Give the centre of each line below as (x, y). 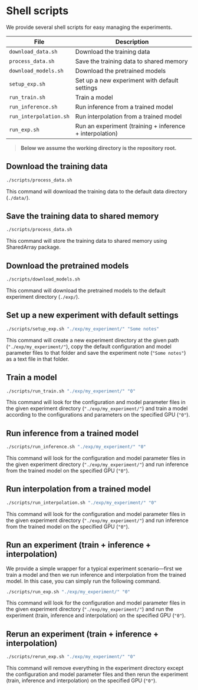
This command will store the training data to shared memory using (87, 241)
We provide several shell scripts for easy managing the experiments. (89, 27)
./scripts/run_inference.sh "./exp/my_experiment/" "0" (76, 447)
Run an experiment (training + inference (130, 126)
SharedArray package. (33, 247)
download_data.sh (33, 52)
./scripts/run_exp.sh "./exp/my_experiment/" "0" (68, 592)
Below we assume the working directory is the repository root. (98, 148)
